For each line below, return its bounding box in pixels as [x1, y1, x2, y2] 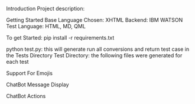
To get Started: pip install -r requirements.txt [6, 34, 115, 41]
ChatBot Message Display [6, 81, 69, 88]
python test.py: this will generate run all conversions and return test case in [6, 45, 190, 53]
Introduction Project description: [6, 5, 85, 12]
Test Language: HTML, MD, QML [6, 23, 86, 30]
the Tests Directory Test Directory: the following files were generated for [6, 52, 183, 58]
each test [6, 58, 29, 65]
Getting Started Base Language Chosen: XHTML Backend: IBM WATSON [6, 17, 183, 23]
